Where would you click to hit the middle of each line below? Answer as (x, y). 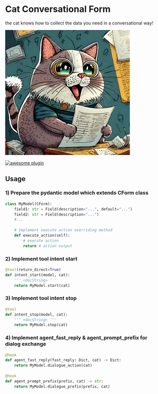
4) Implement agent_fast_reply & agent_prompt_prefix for (76, 338)
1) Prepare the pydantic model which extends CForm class (77, 193)
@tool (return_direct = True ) (33, 270)
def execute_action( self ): (42, 235)
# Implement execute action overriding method (63, 230)
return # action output (48, 246)
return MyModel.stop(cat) (41, 325)
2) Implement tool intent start (41, 259)
